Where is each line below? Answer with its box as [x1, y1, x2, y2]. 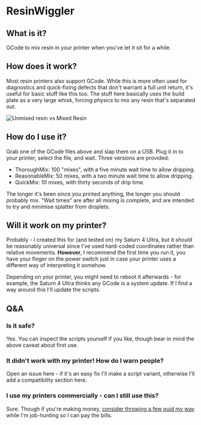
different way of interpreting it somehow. [6, 262, 107, 269]
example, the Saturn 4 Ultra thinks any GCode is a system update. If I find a [6, 280, 193, 287]
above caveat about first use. [6, 342, 79, 349]
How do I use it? [6, 132, 67, 142]
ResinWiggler [6, 4, 75, 18]
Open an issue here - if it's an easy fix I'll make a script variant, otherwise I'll [6, 370, 195, 378]
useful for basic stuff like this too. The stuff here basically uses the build [6, 90, 185, 97]
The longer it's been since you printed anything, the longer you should [6, 190, 180, 197]
